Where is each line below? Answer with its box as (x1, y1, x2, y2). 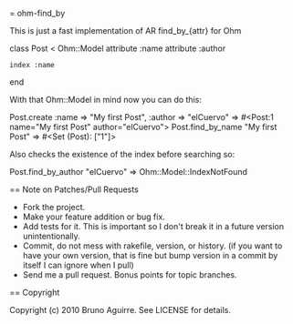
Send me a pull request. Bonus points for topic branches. (22, 269, 237, 280)
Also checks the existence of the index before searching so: (9, 149, 235, 159)
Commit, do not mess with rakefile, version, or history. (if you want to (22, 240, 283, 251)
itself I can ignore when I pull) (22, 259, 134, 270)
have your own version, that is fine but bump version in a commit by (22, 250, 278, 260)
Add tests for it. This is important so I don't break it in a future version (22, 221, 285, 231)
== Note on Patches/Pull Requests (9, 184, 139, 195)
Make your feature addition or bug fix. (22, 211, 166, 222)
